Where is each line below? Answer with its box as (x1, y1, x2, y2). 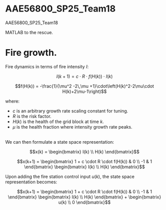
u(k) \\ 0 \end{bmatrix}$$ (58, 199, 111, 205)
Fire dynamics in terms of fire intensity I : (5, 63, 89, 69)
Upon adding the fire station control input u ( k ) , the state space (5, 173, 135, 179)
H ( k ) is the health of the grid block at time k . (12, 119, 104, 125)
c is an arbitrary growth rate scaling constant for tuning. (12, 108, 128, 114)
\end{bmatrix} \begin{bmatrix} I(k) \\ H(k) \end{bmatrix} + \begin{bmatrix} (8, 194, 161, 200)
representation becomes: (5, 179, 57, 185)
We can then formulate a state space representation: (5, 139, 114, 145)
